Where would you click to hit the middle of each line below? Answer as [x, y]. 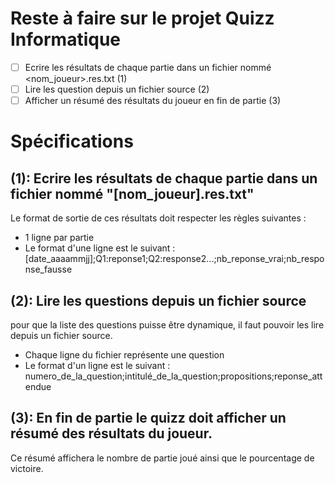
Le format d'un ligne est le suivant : [97, 365]
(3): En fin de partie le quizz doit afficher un [148, 418]
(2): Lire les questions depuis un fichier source [158, 300]
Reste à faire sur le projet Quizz [142, 18]
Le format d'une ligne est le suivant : [100, 248]
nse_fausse [48, 269]
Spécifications [72, 141]
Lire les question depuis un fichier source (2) [117, 89]
